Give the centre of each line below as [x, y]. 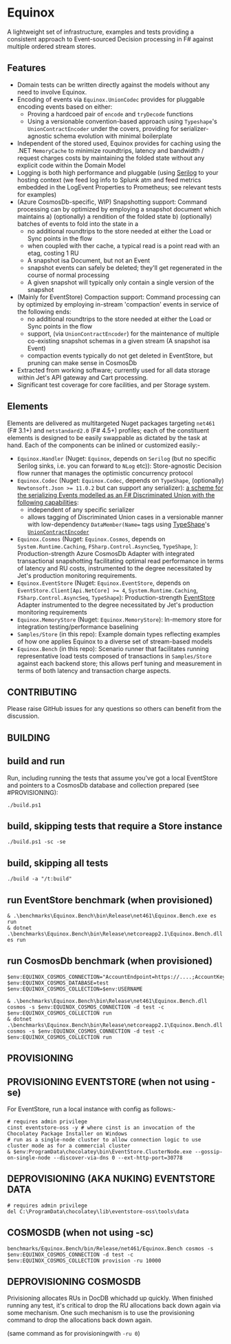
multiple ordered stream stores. [52, 46]
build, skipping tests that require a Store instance [115, 826]
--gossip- [209, 1152]
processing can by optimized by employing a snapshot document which [119, 209]
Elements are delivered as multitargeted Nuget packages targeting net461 [111, 423]
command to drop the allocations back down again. [80, 1320]
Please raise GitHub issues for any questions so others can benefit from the [114, 709]
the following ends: [44, 311]
